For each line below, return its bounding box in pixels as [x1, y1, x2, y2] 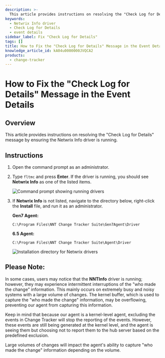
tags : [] [5, 39, 23, 44]
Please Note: [5, 263, 45, 271]
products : [5, 52, 26, 58]
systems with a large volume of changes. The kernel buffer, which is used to [5, 291, 160, 297]
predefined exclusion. [5, 332, 49, 338]
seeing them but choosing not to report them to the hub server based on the [5, 327, 160, 333]
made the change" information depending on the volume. [5, 347, 121, 353]
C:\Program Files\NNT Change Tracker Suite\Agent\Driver [12, 240, 132, 245]
